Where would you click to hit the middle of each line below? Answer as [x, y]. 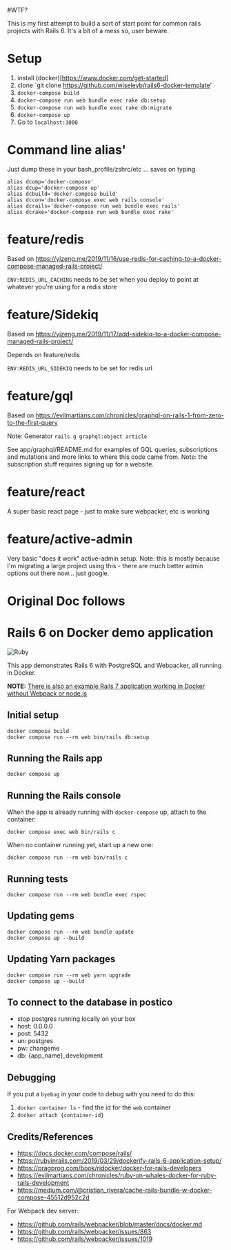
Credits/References [50, 1137]
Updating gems [41, 916]
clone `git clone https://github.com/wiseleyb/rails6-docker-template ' [114, 85]
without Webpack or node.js [47, 693]
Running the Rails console [64, 795]
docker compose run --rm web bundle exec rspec [77, 895]
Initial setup [33, 715]
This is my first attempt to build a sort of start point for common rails [104, 23]
